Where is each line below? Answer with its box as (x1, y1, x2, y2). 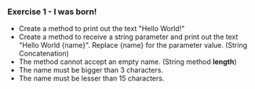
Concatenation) (18, 49, 70, 59)
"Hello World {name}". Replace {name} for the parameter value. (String (18, 41, 248, 50)
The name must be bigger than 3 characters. (18, 66, 164, 75)
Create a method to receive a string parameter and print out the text (18, 32, 239, 41)
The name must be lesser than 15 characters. (18, 73, 165, 84)
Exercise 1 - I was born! (7, 6, 97, 17)
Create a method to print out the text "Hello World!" (18, 24, 185, 34)
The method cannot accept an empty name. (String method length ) (18, 57, 237, 66)
